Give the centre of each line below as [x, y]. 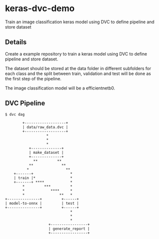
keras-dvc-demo [40, 8]
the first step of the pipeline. [33, 78]
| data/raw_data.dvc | [45, 127]
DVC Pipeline [25, 103]
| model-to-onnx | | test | [42, 203]
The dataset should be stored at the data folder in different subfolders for [78, 68]
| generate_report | [69, 229]
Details [16, 42]
